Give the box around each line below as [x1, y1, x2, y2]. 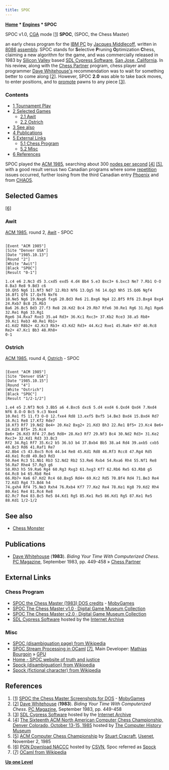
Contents [5, 91, 29, 98]
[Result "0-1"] [5, 270, 37, 275]
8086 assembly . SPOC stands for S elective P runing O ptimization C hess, [5, 46, 155, 52]
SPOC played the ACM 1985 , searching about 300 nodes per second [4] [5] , [5, 160, 163, 167]
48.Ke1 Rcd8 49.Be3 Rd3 [5, 454, 55, 459]
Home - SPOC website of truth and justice [12, 656, 100, 662]
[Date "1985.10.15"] [5, 378, 49, 384]
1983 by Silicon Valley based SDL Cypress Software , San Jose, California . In [5, 57, 163, 63]
